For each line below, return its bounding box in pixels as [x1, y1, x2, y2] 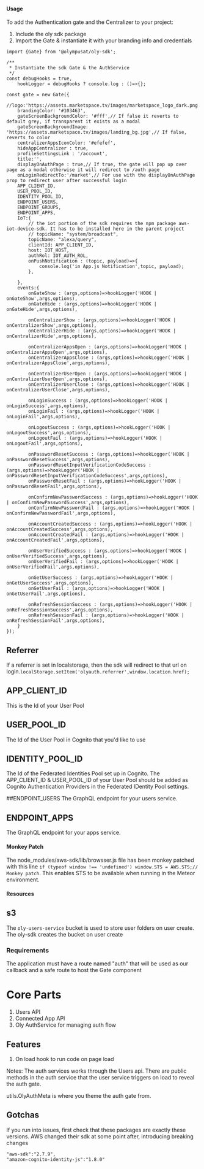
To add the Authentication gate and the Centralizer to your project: [6, 18, 174, 26]
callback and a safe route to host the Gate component [6, 967, 142, 974]
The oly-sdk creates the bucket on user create [6, 930, 123, 938]
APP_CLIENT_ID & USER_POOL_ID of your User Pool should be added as [6, 776, 188, 784]
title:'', [17, 156, 43, 163]
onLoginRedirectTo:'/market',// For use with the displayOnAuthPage [17, 172, 195, 178]
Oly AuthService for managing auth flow [15, 1021, 117, 1029]
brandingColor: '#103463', [17, 108, 86, 114]
